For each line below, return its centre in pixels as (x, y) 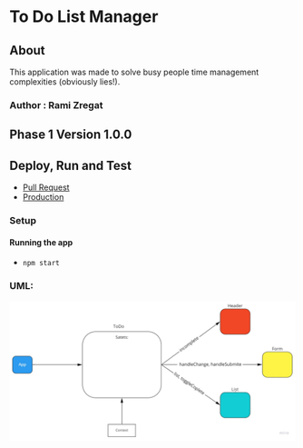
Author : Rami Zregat (56, 105)
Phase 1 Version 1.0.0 (71, 135)
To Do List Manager (84, 17)
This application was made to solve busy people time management (134, 72)
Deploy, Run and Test (71, 165)
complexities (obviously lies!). (65, 82)
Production (43, 197)
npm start (41, 264)
